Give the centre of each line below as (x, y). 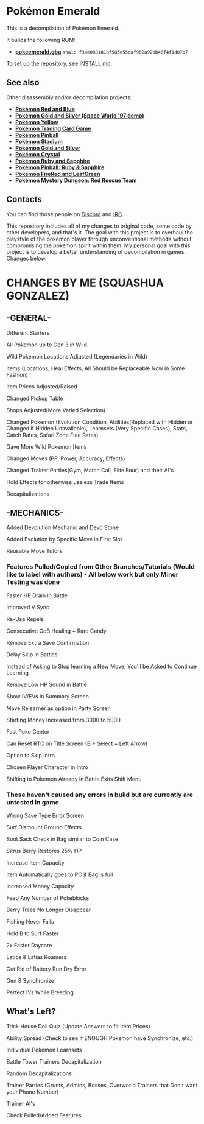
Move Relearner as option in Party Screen (59, 708)
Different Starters (28, 332)
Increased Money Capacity (40, 886)
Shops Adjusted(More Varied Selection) (56, 410)
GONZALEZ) (38, 296)
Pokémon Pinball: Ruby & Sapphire (60, 167)
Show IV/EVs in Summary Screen (48, 696)
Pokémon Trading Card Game (53, 128)
